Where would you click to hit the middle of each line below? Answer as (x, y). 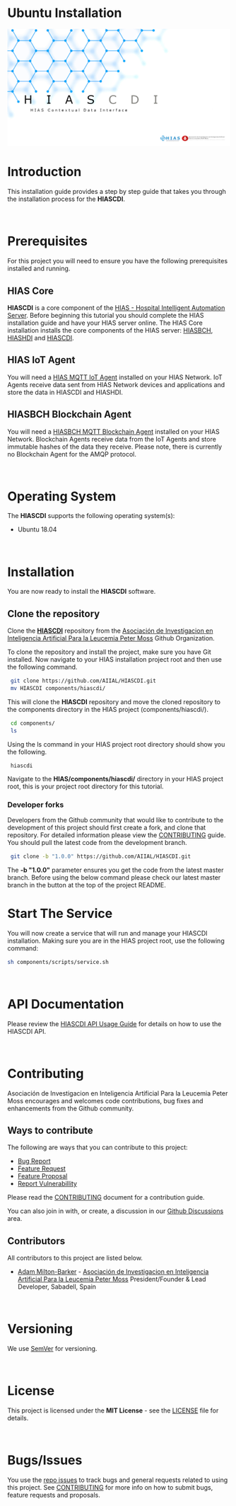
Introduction (45, 172)
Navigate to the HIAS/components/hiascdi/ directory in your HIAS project (116, 778)
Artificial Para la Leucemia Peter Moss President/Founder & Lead (112, 1280)
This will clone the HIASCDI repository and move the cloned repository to (114, 701)
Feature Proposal (42, 1176)
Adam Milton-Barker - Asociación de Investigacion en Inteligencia (113, 1272)
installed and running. (39, 269)
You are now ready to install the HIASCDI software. (82, 592)
